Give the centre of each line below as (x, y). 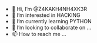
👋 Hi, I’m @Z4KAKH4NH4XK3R (49, 9)
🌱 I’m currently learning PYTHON (52, 21)
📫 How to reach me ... (39, 34)
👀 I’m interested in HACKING (46, 15)
